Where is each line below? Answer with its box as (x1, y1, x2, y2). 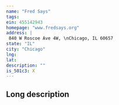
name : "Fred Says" (6, 8, 51, 15)
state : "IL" (6, 41, 35, 47)
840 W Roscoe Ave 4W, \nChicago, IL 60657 (8, 35, 114, 41)
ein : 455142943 (6, 19, 43, 25)
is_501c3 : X (6, 68, 35, 74)
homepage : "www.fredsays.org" (6, 24, 80, 31)
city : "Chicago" (6, 46, 45, 52)
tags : (6, 14, 19, 20)
